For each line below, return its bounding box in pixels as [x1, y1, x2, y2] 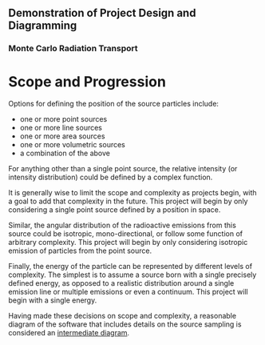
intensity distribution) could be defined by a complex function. [8, 172, 213, 183]
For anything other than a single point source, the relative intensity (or [8, 164, 238, 174]
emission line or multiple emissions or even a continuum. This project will [8, 287, 249, 297]
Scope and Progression [8, 72, 166, 90]
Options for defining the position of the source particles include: [8, 99, 220, 109]
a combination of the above [19, 148, 110, 158]
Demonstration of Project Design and [8, 6, 196, 20]
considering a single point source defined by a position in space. [8, 205, 221, 215]
